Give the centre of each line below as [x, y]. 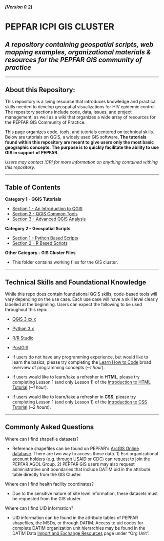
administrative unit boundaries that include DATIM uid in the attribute [81, 469]
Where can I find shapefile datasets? [42, 439]
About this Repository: [40, 90]
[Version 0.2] [19, 7]
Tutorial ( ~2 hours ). [31, 407]
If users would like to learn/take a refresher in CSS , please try [74, 397]
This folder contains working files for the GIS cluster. [65, 262]
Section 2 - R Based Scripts [40, 243]
